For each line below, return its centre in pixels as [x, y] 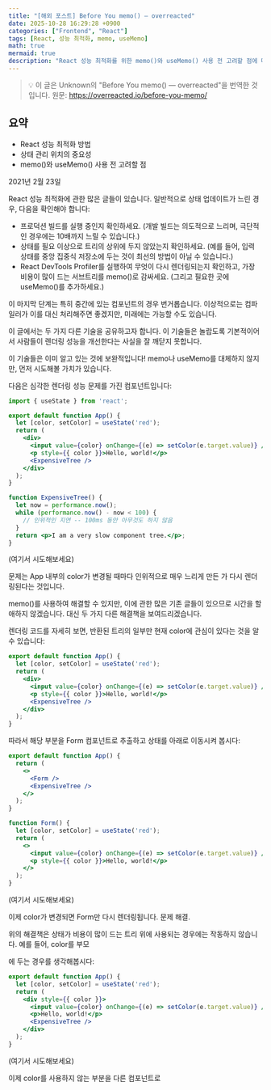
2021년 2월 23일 [35, 181]
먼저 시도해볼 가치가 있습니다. [65, 368]
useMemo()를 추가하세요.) [62, 286]
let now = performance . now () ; [66, 505]
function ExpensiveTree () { [56, 498]
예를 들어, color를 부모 [54, 944]
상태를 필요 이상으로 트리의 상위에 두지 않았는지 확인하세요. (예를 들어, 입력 [138, 246]
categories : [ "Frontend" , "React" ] [68, 31]
